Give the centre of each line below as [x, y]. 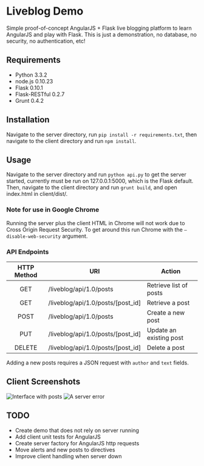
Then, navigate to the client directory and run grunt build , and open [92, 187]
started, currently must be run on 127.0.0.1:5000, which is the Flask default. [100, 181]
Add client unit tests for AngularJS [58, 437]
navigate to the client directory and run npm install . [71, 141]
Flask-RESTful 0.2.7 [40, 94]
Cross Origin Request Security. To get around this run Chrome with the [95, 229]
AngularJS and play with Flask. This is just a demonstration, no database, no [102, 34]
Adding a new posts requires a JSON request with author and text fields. [98, 363]
